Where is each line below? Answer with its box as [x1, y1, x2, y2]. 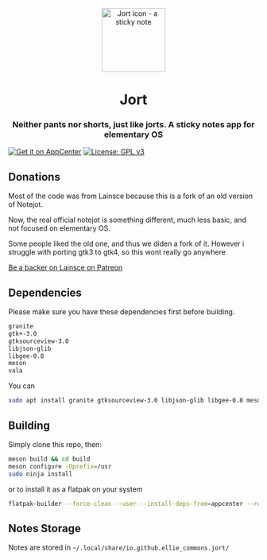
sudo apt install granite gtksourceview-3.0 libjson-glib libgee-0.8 [8, 397, 244, 405]
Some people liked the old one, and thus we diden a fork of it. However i [8, 239, 245, 249]
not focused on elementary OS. [8, 224, 111, 233]
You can [8, 381, 36, 391]
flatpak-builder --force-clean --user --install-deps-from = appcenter [8, 500, 244, 507]
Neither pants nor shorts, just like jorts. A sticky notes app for [11, 119, 256, 130]
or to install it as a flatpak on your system [8, 484, 143, 494]
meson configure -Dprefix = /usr [8, 462, 112, 470]
